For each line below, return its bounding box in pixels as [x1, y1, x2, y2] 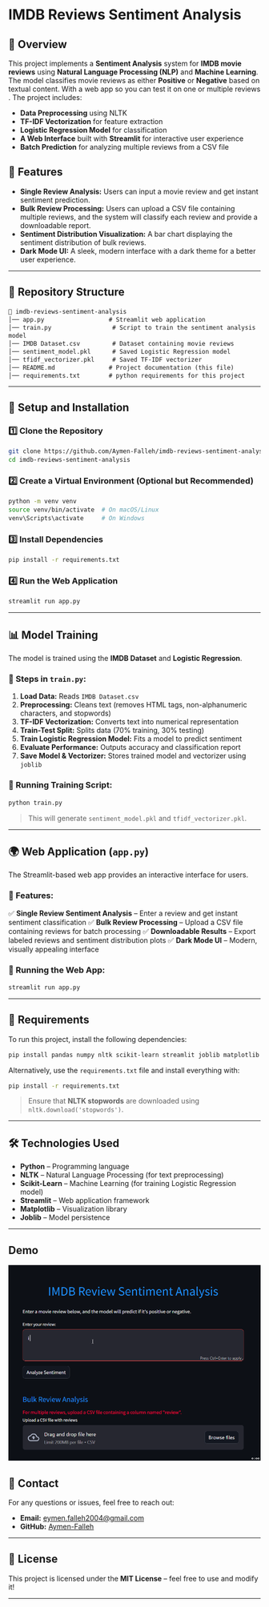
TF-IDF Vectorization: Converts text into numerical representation [19, 717, 239, 727]
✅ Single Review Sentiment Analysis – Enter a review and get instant [8, 908, 238, 918]
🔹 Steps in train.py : [8, 674, 86, 685]
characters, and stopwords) [19, 708, 112, 718]
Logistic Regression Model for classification [19, 126, 167, 134]
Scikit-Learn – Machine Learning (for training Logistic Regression [19, 1179, 237, 1188]
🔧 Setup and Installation [8, 401, 130, 415]
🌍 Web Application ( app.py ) [8, 845, 150, 858]
